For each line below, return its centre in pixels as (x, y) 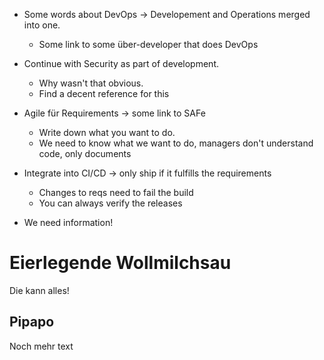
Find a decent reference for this (104, 93)
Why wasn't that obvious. (91, 83)
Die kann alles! (39, 290)
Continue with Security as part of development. (121, 63)
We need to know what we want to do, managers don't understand (176, 143)
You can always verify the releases (110, 203)
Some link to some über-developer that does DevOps (148, 44)
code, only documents (85, 153)
